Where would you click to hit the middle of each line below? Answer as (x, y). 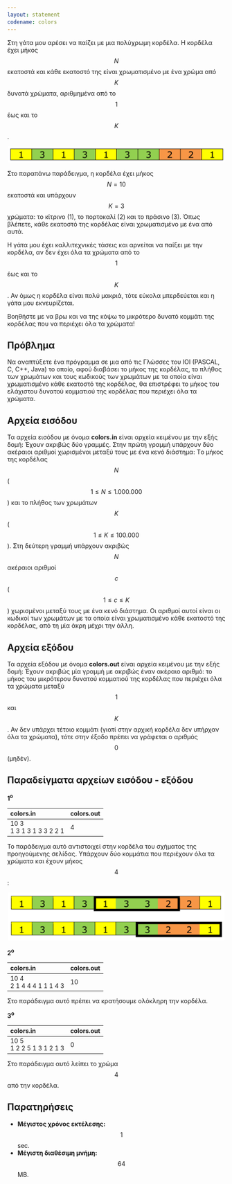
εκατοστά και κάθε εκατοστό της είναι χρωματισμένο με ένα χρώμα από (112, 71)
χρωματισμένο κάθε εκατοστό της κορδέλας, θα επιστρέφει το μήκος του (113, 384)
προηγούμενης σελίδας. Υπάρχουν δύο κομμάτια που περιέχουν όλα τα (111, 854)
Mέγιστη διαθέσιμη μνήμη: (57, 1153)
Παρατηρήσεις (41, 1107)
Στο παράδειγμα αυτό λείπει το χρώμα (63, 1063)
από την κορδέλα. (33, 1085)
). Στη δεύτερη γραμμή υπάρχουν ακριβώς (68, 546)
